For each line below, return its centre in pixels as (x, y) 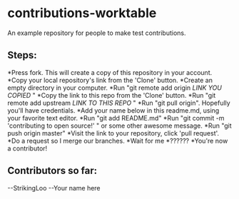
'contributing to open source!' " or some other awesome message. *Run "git (119, 126)
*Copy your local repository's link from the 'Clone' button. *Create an (110, 80)
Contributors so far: (52, 171)
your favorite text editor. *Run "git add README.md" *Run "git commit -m (116, 118)
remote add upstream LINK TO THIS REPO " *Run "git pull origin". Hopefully (119, 103)
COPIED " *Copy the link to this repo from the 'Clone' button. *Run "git (112, 95)
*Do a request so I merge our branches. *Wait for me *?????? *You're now (118, 141)
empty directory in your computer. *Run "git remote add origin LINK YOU (115, 88)
